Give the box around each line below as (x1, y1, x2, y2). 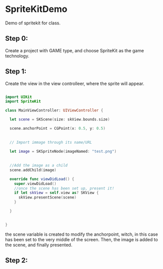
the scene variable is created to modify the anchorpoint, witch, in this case (5, 231, 158, 237)
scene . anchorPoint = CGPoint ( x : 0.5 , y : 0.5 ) (9, 126, 106, 131)
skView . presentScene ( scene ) (18, 195, 77, 200)
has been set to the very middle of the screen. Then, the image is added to (5, 236, 158, 242)
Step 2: (5, 256, 28, 265)
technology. (5, 53, 30, 59)
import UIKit (5, 94, 32, 99)
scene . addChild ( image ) (9, 168, 57, 173)
